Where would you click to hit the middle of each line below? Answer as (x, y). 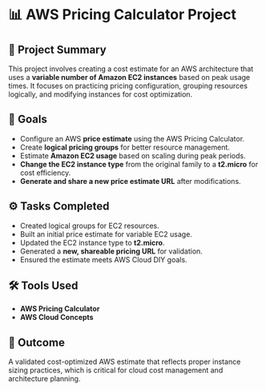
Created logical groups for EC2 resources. (89, 225)
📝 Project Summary (57, 49)
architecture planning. (44, 379)
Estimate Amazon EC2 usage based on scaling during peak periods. (133, 155)
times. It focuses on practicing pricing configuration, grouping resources (128, 86)
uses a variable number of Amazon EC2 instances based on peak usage (129, 77)
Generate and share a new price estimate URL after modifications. (131, 181)
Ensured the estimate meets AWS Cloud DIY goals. (103, 259)
